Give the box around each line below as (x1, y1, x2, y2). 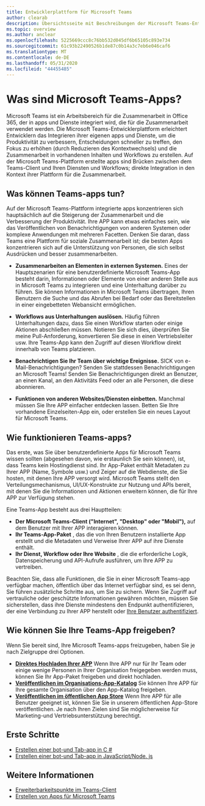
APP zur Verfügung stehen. (6, 494, 75, 501)
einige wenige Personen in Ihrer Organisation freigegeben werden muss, (15, 666, 198, 673)
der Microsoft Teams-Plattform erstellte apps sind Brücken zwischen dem (6, 158, 192, 165)
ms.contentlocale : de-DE (6, 54, 70, 61)
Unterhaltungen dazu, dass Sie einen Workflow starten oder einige (15, 319, 183, 327)
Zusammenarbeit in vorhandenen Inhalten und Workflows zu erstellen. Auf (6, 151, 193, 159)
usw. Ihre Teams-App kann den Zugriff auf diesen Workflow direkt (15, 339, 182, 346)
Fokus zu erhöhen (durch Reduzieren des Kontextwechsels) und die (6, 145, 177, 152)
